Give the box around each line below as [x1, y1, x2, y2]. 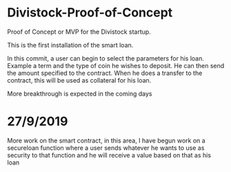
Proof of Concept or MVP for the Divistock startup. [7, 28, 152, 36]
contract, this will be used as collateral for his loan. [7, 76, 152, 84]
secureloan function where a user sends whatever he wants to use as [7, 143, 205, 152]
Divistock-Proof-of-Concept [7, 5, 173, 21]
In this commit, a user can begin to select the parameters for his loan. [7, 54, 205, 63]
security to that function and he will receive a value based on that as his [7, 151, 212, 159]
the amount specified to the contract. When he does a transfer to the [7, 69, 203, 77]
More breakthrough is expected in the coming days [7, 89, 152, 98]
